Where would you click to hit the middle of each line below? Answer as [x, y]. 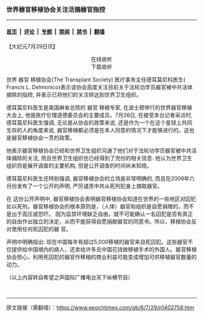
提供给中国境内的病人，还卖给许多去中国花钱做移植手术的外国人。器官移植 [104, 249]
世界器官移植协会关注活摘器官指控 [56, 9]
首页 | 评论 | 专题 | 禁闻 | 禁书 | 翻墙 [56, 31]
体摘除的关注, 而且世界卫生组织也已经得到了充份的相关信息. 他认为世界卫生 [99, 158]
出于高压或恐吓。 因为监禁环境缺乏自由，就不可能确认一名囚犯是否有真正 [102, 214]
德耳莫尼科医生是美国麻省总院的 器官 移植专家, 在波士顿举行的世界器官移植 [99, 107]
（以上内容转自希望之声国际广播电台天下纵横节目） [70, 277]
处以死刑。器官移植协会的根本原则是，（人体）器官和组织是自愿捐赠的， [95, 206]
